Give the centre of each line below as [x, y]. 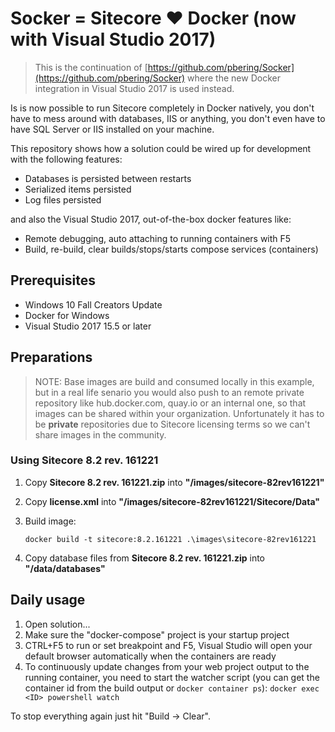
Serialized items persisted [78, 189]
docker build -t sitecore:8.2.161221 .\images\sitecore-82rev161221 [170, 539]
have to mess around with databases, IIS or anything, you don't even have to [168, 118]
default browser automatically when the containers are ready [150, 656]
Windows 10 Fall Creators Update [93, 304]
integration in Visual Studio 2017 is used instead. [134, 88]
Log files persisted [63, 199]
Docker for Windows [67, 315]
